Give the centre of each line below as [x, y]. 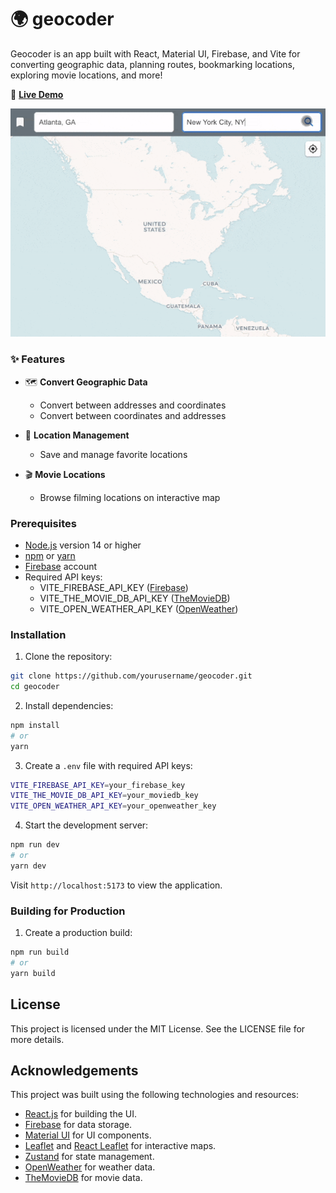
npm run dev [35, 845]
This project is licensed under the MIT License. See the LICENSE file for [158, 1028]
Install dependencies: [69, 705]
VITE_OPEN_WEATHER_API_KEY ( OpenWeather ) [139, 608]
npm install [35, 725]
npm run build [40, 952]
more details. [37, 1039]
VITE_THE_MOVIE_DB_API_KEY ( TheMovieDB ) [135, 598]
